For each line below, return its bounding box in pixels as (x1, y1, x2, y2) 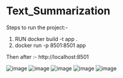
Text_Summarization (6, 4, 111, 18)
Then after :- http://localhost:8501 (6, 53, 89, 60)
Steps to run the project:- (6, 24, 68, 31)
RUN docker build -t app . (14, 35, 78, 42)
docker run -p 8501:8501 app (14, 42, 86, 49)
